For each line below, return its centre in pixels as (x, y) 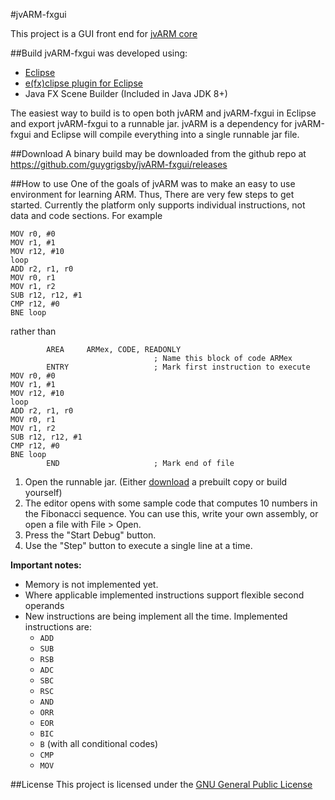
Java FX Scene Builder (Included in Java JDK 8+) (126, 93)
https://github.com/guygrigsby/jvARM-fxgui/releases (119, 164)
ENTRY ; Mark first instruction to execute (178, 367)
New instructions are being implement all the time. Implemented (156, 616)
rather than (33, 331)
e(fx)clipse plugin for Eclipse (83, 83)
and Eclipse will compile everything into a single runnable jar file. (166, 134)
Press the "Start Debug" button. (90, 535)
